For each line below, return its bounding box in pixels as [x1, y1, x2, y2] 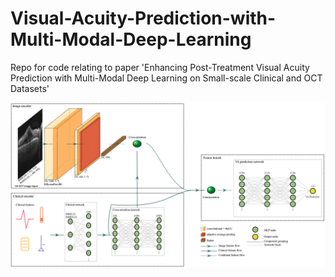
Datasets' [10, 82, 50, 94]
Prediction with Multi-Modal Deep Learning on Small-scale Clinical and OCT [10, 72, 323, 84]
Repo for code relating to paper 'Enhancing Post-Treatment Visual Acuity [10, 61, 310, 73]
